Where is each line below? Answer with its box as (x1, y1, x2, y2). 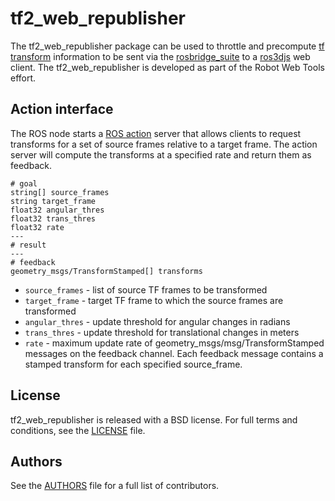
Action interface (10, 101, 114, 118)
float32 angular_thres (10, 205, 105, 215)
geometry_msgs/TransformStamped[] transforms (10, 266, 203, 276)
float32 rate (10, 222, 65, 232)
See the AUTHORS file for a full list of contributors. (10, 480, 220, 492)
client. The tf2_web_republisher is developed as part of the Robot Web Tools (10, 61, 325, 73)
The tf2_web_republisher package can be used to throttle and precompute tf (10, 40, 325, 52)
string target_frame (10, 196, 97, 206)
